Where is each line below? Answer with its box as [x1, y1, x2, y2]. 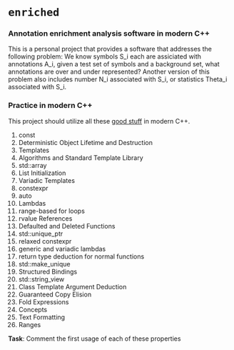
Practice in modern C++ [8, 101, 93, 111]
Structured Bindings [18, 267, 78, 276]
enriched [8, 6, 60, 19]
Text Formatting [18, 313, 66, 321]
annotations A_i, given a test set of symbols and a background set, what [8, 60, 220, 69]
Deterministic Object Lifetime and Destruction [18, 138, 153, 146]
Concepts [18, 305, 48, 314]
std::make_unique [18, 259, 71, 268]
